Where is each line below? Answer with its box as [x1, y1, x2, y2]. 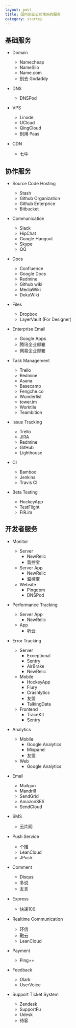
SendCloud [19, 804, 43, 810]
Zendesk [19, 1001, 38, 1007]
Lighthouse [19, 450, 43, 456]
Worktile [19, 404, 37, 410]
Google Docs [19, 271, 46, 276]
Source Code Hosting [12, 181, 56, 186]
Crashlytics [26, 689, 50, 695]
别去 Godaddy [19, 75, 48, 82]
